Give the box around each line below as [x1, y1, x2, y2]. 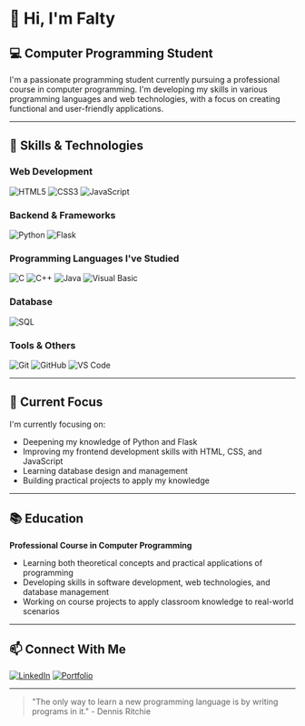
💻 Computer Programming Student [9, 45, 213, 61]
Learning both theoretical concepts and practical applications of [22, 557, 263, 568]
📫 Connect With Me [9, 641, 127, 657]
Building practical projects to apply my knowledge [22, 475, 211, 486]
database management [22, 586, 110, 597]
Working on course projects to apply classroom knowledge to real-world [22, 596, 294, 607]
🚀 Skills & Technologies [9, 138, 143, 154]
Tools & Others [9, 338, 76, 351]
